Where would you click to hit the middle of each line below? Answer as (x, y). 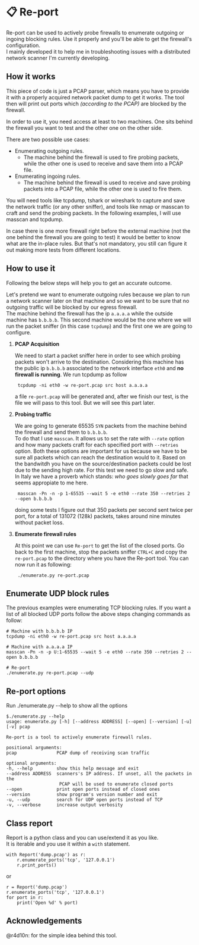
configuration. (23, 45)
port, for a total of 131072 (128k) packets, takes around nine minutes (97, 516)
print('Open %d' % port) (47, 903)
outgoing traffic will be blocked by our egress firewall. (72, 307)
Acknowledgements (44, 921)
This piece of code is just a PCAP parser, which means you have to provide (98, 91)
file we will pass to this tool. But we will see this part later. (85, 402)
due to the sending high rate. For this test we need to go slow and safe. (101, 470)
